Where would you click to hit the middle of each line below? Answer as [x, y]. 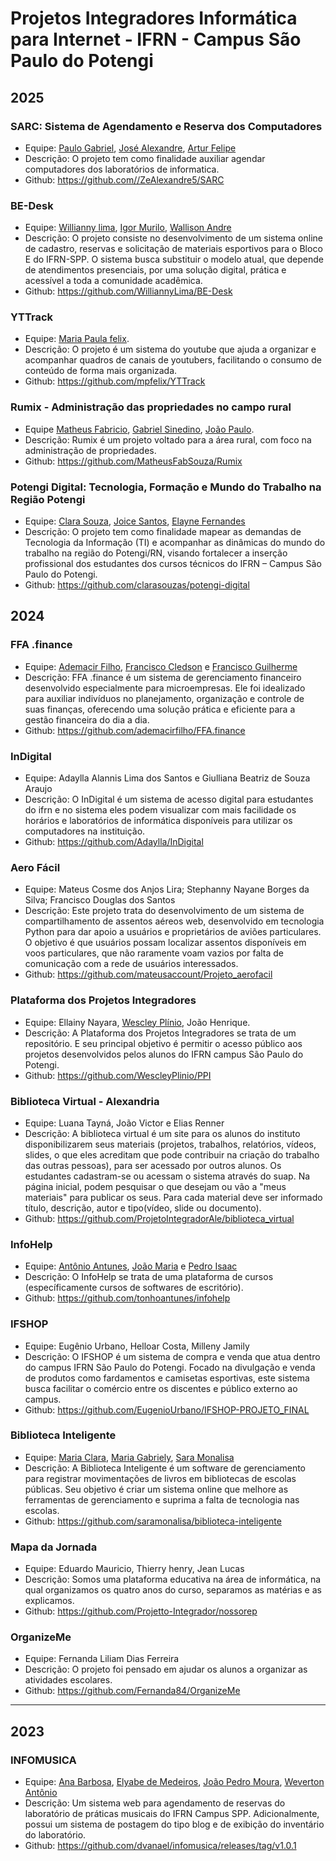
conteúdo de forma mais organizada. [101, 371]
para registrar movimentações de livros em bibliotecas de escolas [160, 1478]
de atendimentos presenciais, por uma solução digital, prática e [155, 270]
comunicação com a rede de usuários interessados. [131, 964]
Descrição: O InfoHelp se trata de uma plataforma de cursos [149, 1277]
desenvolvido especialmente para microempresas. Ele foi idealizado [165, 688]
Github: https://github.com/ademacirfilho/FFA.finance [135, 730]
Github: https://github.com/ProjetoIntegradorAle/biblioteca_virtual [159, 1218]
